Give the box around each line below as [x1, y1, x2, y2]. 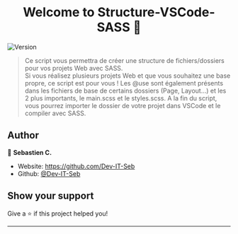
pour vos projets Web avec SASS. [24, 64, 123, 72]
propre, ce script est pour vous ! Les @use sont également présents [24, 78, 224, 87]
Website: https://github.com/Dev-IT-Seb [17, 162, 135, 170]
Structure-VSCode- [97, 4, 215, 21]
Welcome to [23, 4, 95, 21]
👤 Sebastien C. [7, 148, 52, 156]
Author [7, 129, 39, 141]
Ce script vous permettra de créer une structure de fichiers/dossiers [24, 56, 225, 64]
